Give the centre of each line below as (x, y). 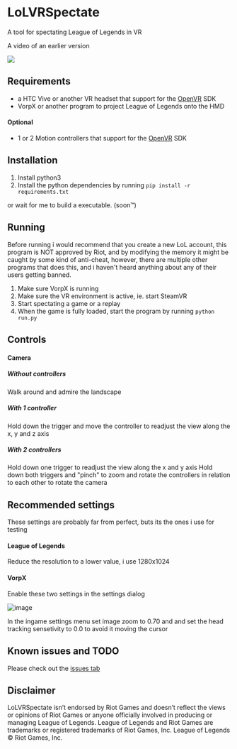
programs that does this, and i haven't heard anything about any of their (112, 267)
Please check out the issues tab (54, 668)
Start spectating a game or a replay (69, 303)
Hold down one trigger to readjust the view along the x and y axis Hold (110, 468)
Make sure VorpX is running (58, 288)
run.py (27, 318)
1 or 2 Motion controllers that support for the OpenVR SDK (102, 138)
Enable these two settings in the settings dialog (76, 594)
